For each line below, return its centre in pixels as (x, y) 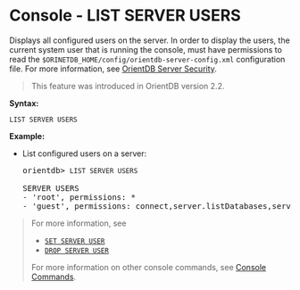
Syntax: (24, 103)
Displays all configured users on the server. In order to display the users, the (150, 40)
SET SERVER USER (75, 241)
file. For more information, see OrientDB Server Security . (113, 69)
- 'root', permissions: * (79, 197)
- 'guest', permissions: (76, 206)
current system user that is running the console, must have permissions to (146, 49)
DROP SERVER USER (77, 251)
